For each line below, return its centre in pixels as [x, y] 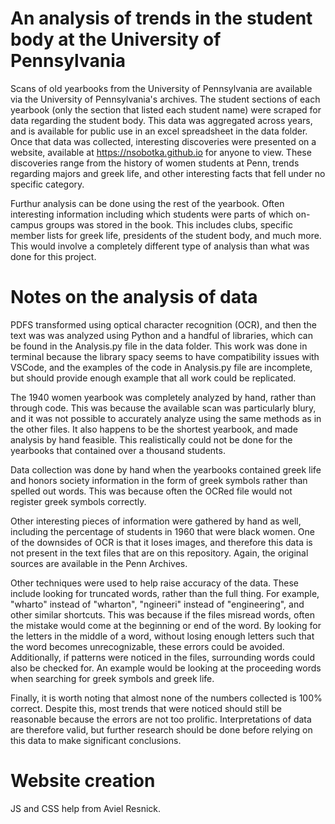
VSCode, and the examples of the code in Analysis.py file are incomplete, [161, 367]
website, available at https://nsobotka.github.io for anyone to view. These [161, 152]
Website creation [83, 781]
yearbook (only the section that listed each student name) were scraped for [166, 109]
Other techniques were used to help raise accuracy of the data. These [155, 583]
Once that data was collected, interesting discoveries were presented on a [163, 141]
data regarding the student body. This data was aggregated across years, [161, 120]
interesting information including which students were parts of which [152, 214]
